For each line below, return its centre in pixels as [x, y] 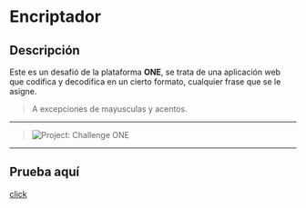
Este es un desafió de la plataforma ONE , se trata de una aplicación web [145, 72]
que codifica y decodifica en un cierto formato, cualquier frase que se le [145, 82]
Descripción [45, 50]
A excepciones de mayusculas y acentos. [110, 109]
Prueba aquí [45, 172]
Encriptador [56, 17]
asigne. [23, 91]
